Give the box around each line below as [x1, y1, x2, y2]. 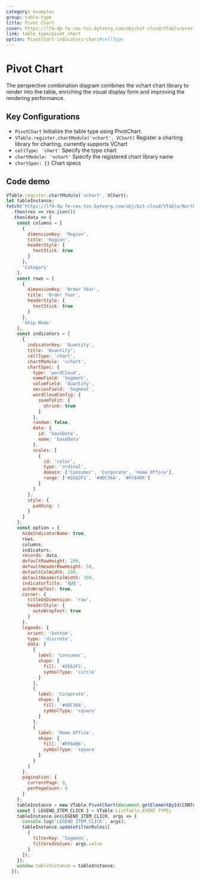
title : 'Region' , [27, 237, 70, 243]
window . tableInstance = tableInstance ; [17, 863, 116, 869]
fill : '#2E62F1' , [43, 663, 86, 670]
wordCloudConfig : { [32, 392, 82, 398]
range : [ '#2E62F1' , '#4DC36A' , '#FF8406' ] [43, 475, 151, 481]
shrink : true [43, 403, 76, 409]
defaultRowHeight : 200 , [21, 558, 82, 564]
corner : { [21, 591, 46, 597]
